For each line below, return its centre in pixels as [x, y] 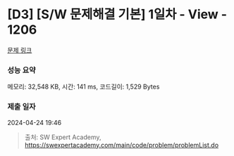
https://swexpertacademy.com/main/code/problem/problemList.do [122, 145]
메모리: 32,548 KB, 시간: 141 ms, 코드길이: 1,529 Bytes [84, 87]
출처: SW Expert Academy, [63, 137]
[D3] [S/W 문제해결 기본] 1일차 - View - [117, 14]
